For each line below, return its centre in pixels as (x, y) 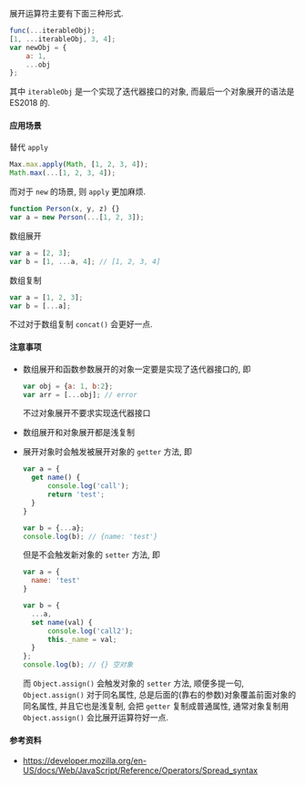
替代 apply (29, 148)
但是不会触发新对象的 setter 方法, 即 (91, 555)
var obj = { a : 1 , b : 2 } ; (68, 386)
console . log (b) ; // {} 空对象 (78, 665)
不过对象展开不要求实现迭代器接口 (86, 413)
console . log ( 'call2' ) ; (90, 631)
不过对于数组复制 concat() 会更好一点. (81, 324)
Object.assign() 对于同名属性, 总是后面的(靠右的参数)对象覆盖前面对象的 (159, 695)
